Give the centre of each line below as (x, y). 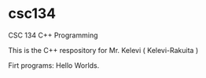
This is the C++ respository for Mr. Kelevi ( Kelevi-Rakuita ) (103, 50)
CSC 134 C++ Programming (53, 35)
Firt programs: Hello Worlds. (54, 65)
